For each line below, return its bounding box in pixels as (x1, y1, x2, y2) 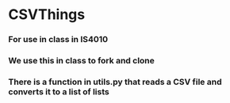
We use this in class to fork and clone (8, 55, 155, 67)
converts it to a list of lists (8, 86, 109, 97)
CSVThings (8, 6, 86, 24)
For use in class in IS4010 (8, 34, 109, 45)
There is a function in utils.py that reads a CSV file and (8, 76, 222, 87)
